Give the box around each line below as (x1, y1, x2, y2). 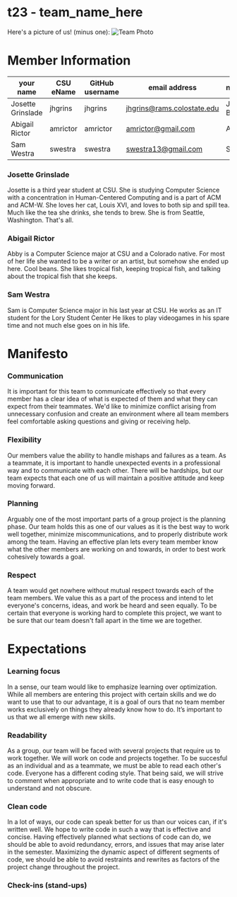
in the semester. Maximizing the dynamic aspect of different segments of (7, 847, 220, 857)
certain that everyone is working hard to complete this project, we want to (7, 609, 222, 617)
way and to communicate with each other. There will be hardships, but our (7, 466, 224, 474)
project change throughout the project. (7, 863, 120, 872)
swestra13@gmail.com (126, 144, 203, 154)
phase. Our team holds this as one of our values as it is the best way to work (7, 522, 229, 531)
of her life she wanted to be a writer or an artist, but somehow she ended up (7, 257, 229, 265)
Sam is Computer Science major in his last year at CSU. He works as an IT (7, 306, 222, 314)
